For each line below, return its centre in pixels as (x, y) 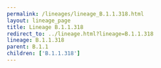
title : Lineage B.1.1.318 (45, 27)
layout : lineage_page (39, 21)
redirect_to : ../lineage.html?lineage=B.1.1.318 (80, 34)
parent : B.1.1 (28, 47)
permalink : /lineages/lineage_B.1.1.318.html (75, 14)
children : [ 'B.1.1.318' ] (43, 54)
